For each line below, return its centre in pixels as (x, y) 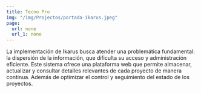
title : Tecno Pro (28, 12)
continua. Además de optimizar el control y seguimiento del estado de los (98, 77)
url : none (24, 29)
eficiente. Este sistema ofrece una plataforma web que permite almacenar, (99, 65)
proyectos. (20, 84)
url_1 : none (27, 34)
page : (13, 23)
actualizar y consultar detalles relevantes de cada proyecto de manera (94, 71)
